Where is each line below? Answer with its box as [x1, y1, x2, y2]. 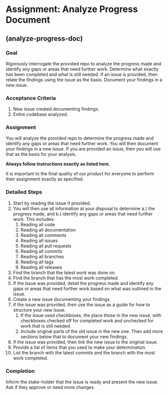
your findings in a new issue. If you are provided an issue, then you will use [6, 146, 161, 152]
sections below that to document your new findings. [20, 333, 128, 340]
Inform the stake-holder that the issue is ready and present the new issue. [6, 379, 158, 385]
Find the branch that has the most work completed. [13, 275, 119, 281]
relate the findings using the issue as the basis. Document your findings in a [6, 76, 162, 82]
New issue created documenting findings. [13, 106, 100, 112]
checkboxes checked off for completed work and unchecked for [20, 318, 153, 324]
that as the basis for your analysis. [6, 151, 77, 157]
